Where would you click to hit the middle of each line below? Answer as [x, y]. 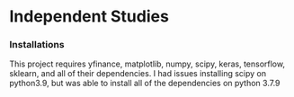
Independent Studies [89, 17]
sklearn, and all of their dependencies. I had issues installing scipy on [138, 74]
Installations [37, 45]
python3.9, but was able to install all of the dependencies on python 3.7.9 [145, 84]
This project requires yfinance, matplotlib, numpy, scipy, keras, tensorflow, [147, 64]
